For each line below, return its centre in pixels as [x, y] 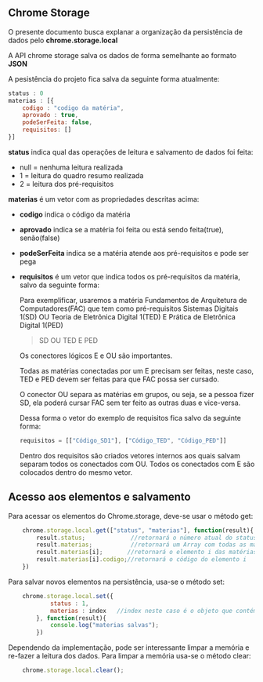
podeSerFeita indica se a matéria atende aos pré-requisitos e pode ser [134, 253]
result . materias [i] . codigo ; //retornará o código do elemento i [141, 560]
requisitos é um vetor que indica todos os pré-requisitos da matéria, [130, 276]
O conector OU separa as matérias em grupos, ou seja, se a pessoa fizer [137, 394]
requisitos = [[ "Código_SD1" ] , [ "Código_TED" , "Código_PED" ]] [123, 440]
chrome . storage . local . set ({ [68, 596]
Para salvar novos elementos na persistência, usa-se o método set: [117, 582]
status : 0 [26, 93]
